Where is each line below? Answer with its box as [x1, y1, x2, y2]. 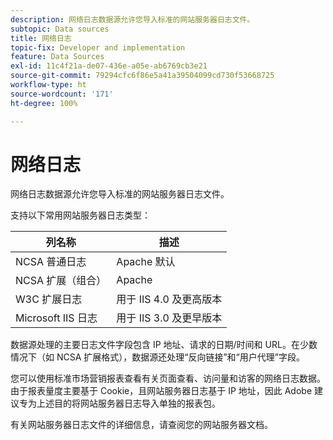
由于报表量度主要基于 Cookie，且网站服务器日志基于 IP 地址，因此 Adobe [10, 385, 313, 397]
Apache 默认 [116, 255, 176, 269]
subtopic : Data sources [10, 24, 110, 34]
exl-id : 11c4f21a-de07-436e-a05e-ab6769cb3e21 [10, 61, 208, 71]
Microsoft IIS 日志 [15, 311, 98, 325]
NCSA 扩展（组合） [15, 274, 107, 288]
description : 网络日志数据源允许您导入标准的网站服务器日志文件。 [10, 14, 255, 25]
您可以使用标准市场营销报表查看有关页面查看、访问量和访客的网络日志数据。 [10, 372, 326, 385]
